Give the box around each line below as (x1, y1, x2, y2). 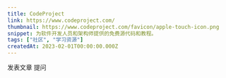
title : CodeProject (7, 10, 65, 18)
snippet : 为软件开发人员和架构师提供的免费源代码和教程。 (7, 30, 157, 37)
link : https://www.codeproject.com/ (7, 17, 115, 24)
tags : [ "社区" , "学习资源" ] (7, 37, 83, 44)
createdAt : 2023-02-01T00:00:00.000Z (7, 43, 119, 50)
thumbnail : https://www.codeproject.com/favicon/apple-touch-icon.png (7, 23, 220, 30)
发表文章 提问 (7, 63, 47, 71)
